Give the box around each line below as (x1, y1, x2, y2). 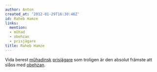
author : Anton (5, 7, 34, 12)
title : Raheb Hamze (5, 43, 45, 48)
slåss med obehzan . (5, 62, 45, 68)
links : (5, 20, 19, 26)
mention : (9, 25, 27, 30)
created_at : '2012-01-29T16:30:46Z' (5, 12, 80, 17)
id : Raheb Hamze (5, 16, 38, 21)
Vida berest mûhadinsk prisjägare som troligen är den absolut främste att (5, 56, 153, 62)
